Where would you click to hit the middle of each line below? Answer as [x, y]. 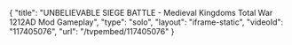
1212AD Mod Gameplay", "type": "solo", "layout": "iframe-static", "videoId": [146, 22]
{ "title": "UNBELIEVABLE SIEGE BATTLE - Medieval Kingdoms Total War [141, 13]
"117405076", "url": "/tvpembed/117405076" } [92, 31]
